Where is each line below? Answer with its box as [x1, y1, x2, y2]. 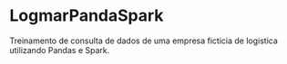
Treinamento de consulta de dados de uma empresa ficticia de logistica [9, 35, 278, 46]
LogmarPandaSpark [9, 5, 164, 26]
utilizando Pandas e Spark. [9, 44, 110, 55]
